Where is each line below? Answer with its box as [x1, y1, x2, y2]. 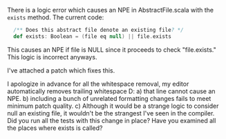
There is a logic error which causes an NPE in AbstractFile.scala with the [7, 6, 214, 14]
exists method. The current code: [7, 13, 104, 21]
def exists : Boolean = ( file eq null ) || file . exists [13, 33, 171, 40]
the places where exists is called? [7, 124, 103, 132]
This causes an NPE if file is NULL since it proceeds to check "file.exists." [7, 45, 216, 54]
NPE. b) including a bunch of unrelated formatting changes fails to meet [7, 94, 211, 102]
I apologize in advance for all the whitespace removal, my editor [7, 80, 189, 88]
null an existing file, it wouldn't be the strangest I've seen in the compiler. [7, 109, 215, 117]
